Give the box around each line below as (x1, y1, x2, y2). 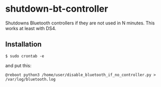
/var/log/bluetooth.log (5, 77, 56, 82)
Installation (5, 40, 42, 49)
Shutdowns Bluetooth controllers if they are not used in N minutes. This (5, 20, 155, 26)
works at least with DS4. (5, 25, 57, 31)
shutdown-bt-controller (5, 3, 109, 15)
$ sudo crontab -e (5, 53, 44, 59)
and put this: (5, 62, 32, 69)
